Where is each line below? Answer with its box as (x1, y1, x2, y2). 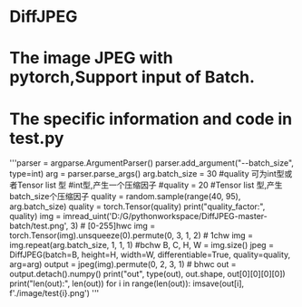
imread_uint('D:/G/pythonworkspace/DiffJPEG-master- (63, 211, 268, 222)
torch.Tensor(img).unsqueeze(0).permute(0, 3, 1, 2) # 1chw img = (9, 230, 254, 241)
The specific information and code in (9, 109, 293, 129)
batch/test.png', (9, 220, 69, 232)
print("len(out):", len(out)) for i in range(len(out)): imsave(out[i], (9, 278, 245, 289)
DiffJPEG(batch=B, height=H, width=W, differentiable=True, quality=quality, (9, 249, 291, 260)
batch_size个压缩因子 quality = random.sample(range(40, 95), (9, 191, 241, 202)
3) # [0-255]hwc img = (70, 220, 156, 232)
